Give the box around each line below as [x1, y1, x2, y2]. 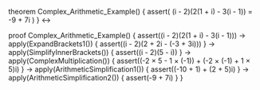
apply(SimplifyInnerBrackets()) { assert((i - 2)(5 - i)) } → [8, 48, 191, 57]
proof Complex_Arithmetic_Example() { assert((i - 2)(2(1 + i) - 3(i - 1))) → [8, 31, 246, 40]
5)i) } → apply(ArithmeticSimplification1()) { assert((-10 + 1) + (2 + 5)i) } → [8, 65, 250, 74]
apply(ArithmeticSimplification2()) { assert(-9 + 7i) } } [8, 73, 183, 82]
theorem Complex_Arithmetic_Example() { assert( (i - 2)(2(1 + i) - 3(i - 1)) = [8, 7, 253, 16]
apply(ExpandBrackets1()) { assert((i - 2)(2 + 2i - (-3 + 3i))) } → [8, 39, 215, 49]
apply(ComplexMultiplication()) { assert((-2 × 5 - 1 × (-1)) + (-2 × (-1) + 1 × [8, 56, 251, 65]
